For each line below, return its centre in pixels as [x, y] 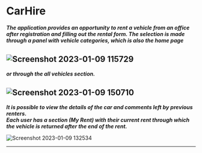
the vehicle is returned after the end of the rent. [67, 126]
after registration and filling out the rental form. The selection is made [96, 34]
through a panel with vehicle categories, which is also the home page [95, 40]
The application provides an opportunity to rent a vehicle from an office [98, 28]
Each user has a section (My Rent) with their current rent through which [98, 120]
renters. [17, 113]
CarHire [26, 11]
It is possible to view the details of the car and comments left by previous [100, 107]
